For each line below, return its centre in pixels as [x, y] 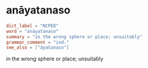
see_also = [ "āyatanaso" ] [37, 47]
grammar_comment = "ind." [37, 42]
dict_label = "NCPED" [32, 26]
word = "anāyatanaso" [32, 31]
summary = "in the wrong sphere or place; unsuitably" [74, 37]
